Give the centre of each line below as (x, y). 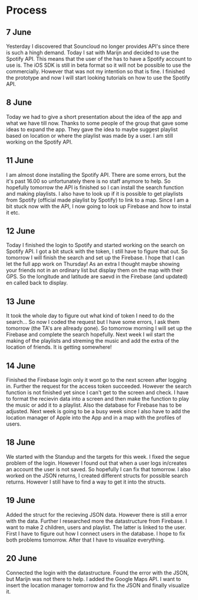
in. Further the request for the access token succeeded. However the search (99, 386)
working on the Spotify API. (39, 142)
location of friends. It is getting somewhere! (59, 347)
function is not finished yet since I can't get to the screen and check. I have (97, 393)
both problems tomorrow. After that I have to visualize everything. (86, 540)
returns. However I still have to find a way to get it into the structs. (86, 482)
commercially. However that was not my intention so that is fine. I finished (96, 71)
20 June (22, 558)
